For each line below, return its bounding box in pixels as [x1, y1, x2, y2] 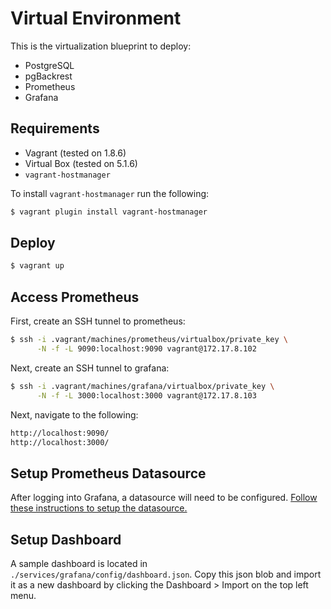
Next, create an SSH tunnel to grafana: [10, 362, 170, 374]
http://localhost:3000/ [10, 437, 110, 447]
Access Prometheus [10, 288, 140, 306]
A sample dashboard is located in [10, 558, 148, 569]
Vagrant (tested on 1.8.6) [24, 147, 127, 159]
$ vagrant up [10, 261, 65, 271]
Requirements [10, 120, 100, 137]
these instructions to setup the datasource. [10, 502, 188, 514]
